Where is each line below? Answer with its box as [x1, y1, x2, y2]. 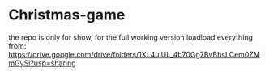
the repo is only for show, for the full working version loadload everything [8, 32, 254, 42]
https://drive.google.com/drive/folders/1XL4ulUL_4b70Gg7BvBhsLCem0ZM [8, 49, 261, 59]
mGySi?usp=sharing [8, 58, 76, 68]
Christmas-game [8, 6, 126, 24]
